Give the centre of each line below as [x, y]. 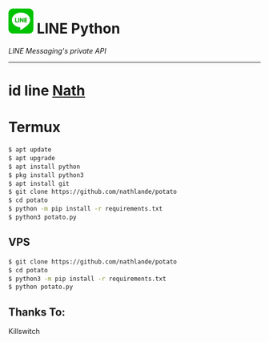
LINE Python [78, 29]
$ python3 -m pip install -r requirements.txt [87, 279]
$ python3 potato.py [43, 217]
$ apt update [30, 150]
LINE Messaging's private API [57, 50]
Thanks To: [37, 312]
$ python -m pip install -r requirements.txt [85, 209]
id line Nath [47, 91]
